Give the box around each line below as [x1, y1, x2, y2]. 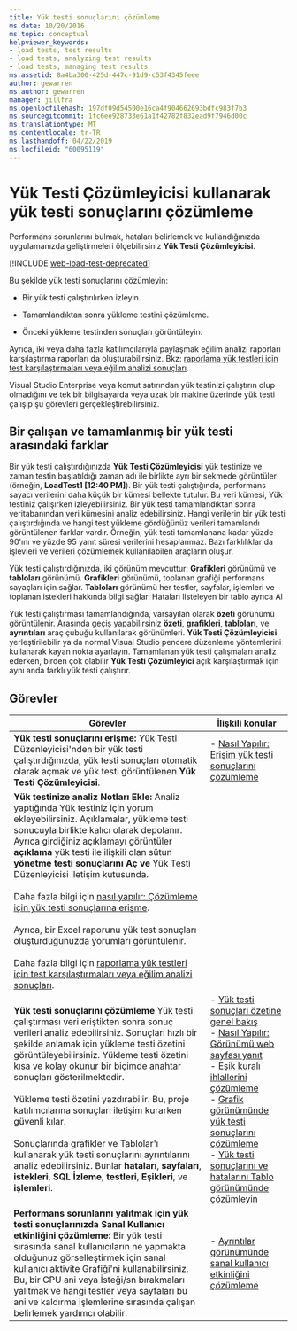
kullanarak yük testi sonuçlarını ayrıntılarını [13, 1148, 190, 1161]
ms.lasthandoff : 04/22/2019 [9, 136, 113, 145]
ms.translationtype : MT [9, 121, 97, 129]
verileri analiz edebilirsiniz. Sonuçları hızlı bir [13, 1027, 197, 1039]
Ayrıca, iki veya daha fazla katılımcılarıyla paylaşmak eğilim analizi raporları [9, 343, 281, 354]
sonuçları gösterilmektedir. [13, 1071, 126, 1084]
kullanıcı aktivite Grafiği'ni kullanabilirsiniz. [13, 1263, 189, 1275]
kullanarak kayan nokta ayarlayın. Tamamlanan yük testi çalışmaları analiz [9, 646, 277, 657]
